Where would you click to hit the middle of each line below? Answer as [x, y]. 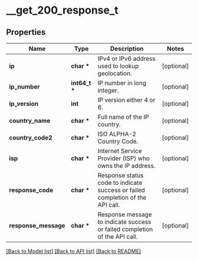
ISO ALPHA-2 [117, 134]
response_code [31, 190]
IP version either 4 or [126, 100]
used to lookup [118, 66]
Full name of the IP [123, 117]
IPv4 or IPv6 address [127, 58]
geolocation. [115, 73]
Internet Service [120, 151]
